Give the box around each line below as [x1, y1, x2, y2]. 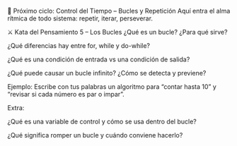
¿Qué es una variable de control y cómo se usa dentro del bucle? [7, 117, 197, 126]
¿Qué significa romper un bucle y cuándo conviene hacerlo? [7, 131, 183, 139]
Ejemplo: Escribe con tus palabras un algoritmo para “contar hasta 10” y [7, 83, 217, 91]
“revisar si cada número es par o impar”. [7, 90, 125, 98]
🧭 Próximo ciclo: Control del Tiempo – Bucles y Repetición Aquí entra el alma [7, 7, 231, 15]
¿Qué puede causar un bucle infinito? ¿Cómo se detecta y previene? [7, 69, 207, 77]
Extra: [7, 104, 25, 112]
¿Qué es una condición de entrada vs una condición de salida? [7, 55, 190, 63]
